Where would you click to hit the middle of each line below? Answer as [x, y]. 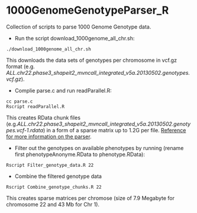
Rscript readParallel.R [35, 106]
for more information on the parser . [49, 136]
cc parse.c [20, 101]
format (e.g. [21, 66]
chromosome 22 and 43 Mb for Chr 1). [53, 204]
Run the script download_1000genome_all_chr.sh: [75, 38]
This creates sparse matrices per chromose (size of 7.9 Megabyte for [91, 198]
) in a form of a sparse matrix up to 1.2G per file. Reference [114, 130]
